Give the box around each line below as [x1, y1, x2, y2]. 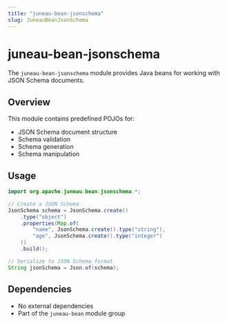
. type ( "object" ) [20, 213, 68, 221]
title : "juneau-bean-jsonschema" [8, 10, 104, 17]
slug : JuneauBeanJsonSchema [8, 17, 89, 23]
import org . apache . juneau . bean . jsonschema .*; [8, 188, 141, 195]
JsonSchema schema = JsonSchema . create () [8, 207, 129, 214]
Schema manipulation [17, 150, 80, 159]
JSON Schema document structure [17, 128, 118, 136]
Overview [8, 96, 51, 108]
